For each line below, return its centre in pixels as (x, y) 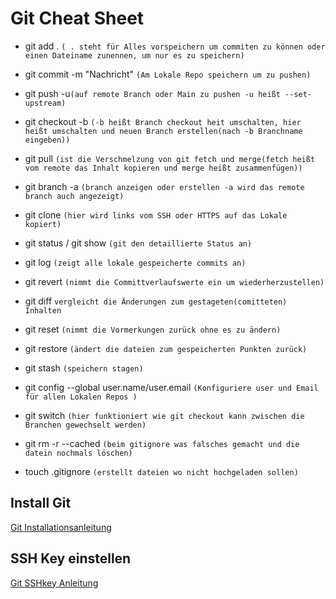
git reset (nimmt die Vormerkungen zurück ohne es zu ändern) (153, 329)
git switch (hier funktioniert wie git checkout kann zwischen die (164, 415)
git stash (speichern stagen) (84, 368)
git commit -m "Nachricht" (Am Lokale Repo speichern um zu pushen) (168, 74)
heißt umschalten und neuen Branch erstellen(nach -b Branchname (163, 131)
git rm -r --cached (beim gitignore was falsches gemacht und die (162, 443)
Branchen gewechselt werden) (85, 425)
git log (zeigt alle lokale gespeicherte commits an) (135, 262)
